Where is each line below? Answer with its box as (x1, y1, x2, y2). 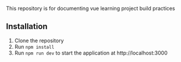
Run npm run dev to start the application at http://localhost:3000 (14, 49, 168, 56)
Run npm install (14, 43, 55, 50)
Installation (6, 21, 48, 31)
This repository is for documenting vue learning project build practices (6, 5, 176, 12)
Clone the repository (14, 37, 64, 44)
